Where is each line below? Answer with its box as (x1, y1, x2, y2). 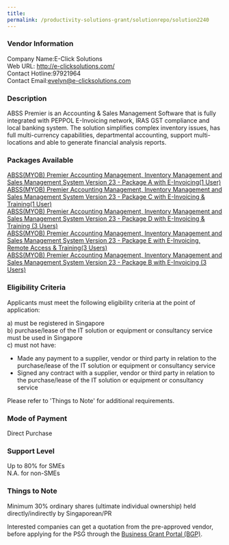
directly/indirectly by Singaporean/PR (7, 509, 112, 518)
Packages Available (7, 156, 74, 165)
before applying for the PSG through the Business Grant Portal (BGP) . (7, 529, 203, 538)
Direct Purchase (7, 429, 53, 437)
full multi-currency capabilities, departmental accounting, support (7, 131, 193, 139)
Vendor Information (7, 39, 74, 49)
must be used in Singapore (7, 333, 83, 341)
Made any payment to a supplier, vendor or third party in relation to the (16, 354, 217, 362)
